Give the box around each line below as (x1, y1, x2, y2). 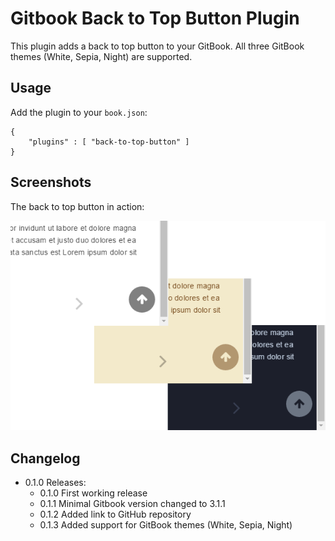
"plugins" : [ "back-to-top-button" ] (28, 137, 190, 147)
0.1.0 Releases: (24, 477, 87, 489)
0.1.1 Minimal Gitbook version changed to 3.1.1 (39, 498, 226, 510)
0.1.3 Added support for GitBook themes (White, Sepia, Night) (39, 519, 293, 531)
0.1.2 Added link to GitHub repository (39, 508, 192, 521)
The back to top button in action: (10, 200, 145, 212)
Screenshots (10, 174, 92, 191)
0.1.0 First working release (39, 487, 148, 499)
